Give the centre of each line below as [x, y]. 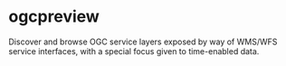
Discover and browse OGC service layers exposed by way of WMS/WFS [143, 42]
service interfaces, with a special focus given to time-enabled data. [134, 51]
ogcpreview [54, 17]
